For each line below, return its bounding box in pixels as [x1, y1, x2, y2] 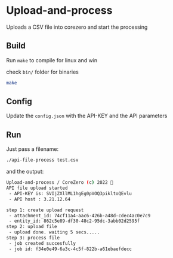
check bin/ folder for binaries [6, 68, 79, 75]
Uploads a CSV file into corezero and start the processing [6, 23, 148, 31]
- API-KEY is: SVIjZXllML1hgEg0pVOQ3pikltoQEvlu [8, 190, 132, 196]
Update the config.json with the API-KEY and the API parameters [6, 112, 168, 120]
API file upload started [6, 185, 68, 191]
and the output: [6, 168, 44, 175]
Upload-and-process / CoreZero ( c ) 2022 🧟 [6, 180, 113, 186]
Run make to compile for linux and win [6, 56, 98, 63]
